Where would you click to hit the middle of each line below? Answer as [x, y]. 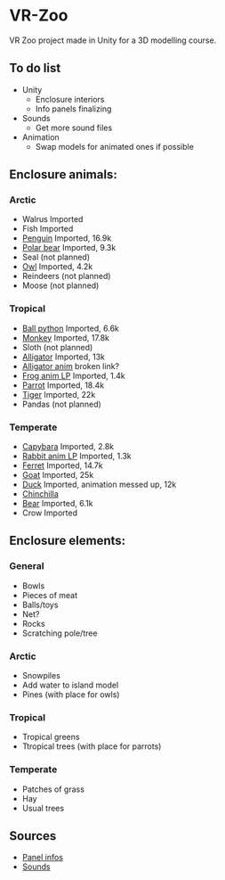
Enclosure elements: [68, 541]
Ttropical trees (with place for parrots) [92, 746]
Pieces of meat [50, 595]
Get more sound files [74, 127]
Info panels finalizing [73, 109]
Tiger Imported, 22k [59, 394]
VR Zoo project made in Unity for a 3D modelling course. [113, 40]
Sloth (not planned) [57, 347]
